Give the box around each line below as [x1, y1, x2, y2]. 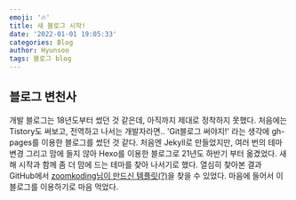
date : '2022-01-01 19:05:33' [9, 29, 117, 38]
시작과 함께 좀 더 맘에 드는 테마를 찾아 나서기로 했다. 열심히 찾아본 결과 [18, 159, 262, 170]
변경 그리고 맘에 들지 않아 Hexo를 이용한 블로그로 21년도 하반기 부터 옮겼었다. [9, 148, 277, 158]
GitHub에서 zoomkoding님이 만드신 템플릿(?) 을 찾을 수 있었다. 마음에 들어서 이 [9, 170, 284, 180]
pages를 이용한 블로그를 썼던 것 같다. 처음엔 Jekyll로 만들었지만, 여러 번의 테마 [9, 137, 283, 148]
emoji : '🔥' [9, 12, 51, 22]
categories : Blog [9, 37, 74, 47]
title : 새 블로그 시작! [9, 21, 86, 30]
